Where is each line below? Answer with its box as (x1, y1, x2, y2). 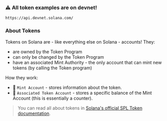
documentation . (17, 110, 51, 116)
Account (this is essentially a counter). (12, 95, 93, 101)
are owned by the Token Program (12, 49, 82, 55)
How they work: (5, 74, 38, 80)
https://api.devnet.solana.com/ (5, 16, 73, 21)
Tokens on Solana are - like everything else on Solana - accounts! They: (5, 38, 155, 45)
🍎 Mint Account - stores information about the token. (12, 84, 122, 90)
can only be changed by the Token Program (12, 54, 104, 60)
